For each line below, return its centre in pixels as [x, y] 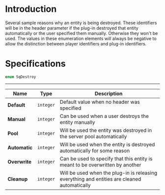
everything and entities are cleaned [100, 179]
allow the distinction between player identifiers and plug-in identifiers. [76, 43]
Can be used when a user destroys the [104, 116]
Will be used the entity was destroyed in [106, 130]
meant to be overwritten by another [100, 165]
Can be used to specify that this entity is [106, 158]
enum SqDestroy [21, 77]
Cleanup [18, 179]
